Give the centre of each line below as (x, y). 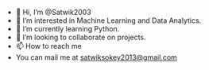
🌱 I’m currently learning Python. (68, 29)
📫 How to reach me (48, 46)
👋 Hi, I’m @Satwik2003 (53, 12)
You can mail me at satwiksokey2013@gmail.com (96, 57)
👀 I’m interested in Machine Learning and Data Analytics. (108, 20)
